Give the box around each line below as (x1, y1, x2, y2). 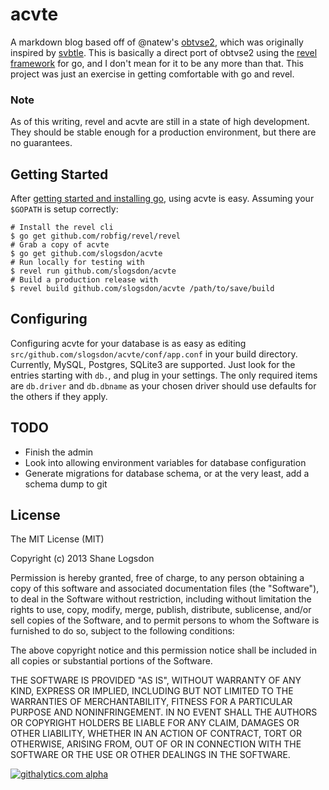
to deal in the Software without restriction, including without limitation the (10, 593, 312, 605)
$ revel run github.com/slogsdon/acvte (10, 266, 177, 277)
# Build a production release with (10, 275, 159, 285)
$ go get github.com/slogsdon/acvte (10, 249, 163, 259)
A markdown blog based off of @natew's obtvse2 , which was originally (10, 36, 304, 48)
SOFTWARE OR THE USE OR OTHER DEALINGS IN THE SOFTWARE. (10, 749, 291, 761)
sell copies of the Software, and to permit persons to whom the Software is (10, 614, 320, 627)
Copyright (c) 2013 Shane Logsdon (10, 553, 155, 565)
